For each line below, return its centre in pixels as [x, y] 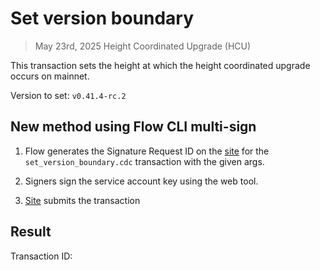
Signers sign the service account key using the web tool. [141, 181]
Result [31, 232]
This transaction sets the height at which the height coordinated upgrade [160, 65]
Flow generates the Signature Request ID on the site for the [147, 151]
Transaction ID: [41, 256]
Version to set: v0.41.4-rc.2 [68, 95]
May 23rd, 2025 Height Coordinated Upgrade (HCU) [143, 46]
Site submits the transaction [82, 200]
